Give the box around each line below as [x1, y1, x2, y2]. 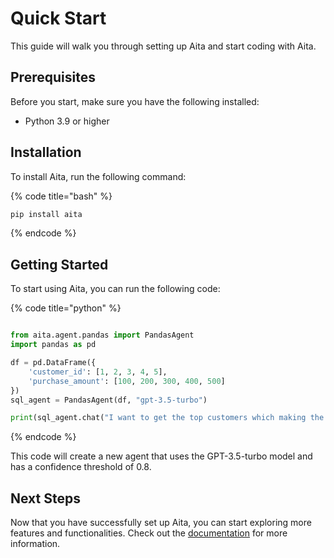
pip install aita [10, 209, 83, 219]
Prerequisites [10, 69, 96, 86]
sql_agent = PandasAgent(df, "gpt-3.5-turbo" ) [10, 395, 208, 405]
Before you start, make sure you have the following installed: [10, 95, 260, 107]
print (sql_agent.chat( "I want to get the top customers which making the [10, 413, 325, 423]
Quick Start [10, 7, 107, 30]
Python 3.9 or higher [24, 115, 110, 127]
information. [10, 538, 61, 550]
